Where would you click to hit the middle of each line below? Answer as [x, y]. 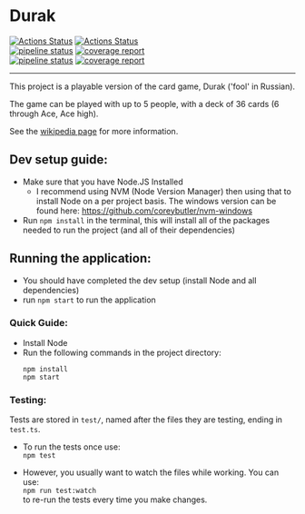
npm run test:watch [59, 491]
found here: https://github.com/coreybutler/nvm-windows [144, 211]
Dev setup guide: [59, 160]
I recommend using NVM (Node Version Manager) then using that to [164, 191]
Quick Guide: [39, 323]
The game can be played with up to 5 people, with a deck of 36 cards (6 [144, 104]
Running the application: [80, 258]
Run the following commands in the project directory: [122, 352]
